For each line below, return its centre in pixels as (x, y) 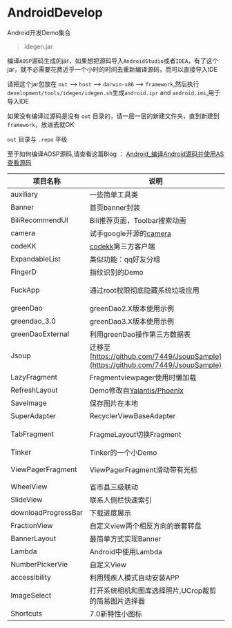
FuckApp (25, 290)
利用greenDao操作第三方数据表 (140, 334)
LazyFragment (34, 377)
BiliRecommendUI (40, 220)
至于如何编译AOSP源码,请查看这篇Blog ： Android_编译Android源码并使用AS (116, 154)
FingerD (23, 272)
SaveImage (29, 403)
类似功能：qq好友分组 (125, 259)
